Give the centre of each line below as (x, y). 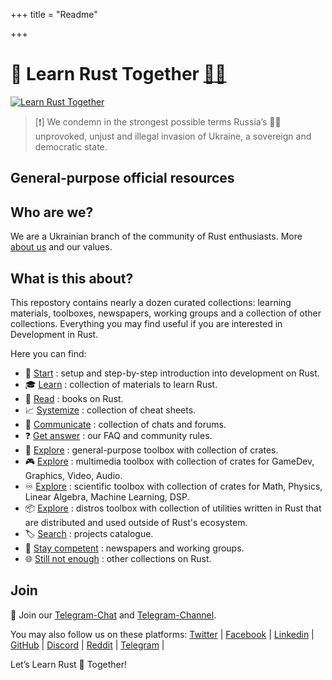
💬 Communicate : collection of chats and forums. (125, 424)
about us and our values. (61, 247)
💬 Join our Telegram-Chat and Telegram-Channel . (113, 615)
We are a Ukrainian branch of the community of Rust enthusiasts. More (156, 236)
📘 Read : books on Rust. (74, 398)
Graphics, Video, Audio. (73, 475)
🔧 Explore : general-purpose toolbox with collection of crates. (151, 450)
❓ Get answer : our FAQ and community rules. (118, 435)
